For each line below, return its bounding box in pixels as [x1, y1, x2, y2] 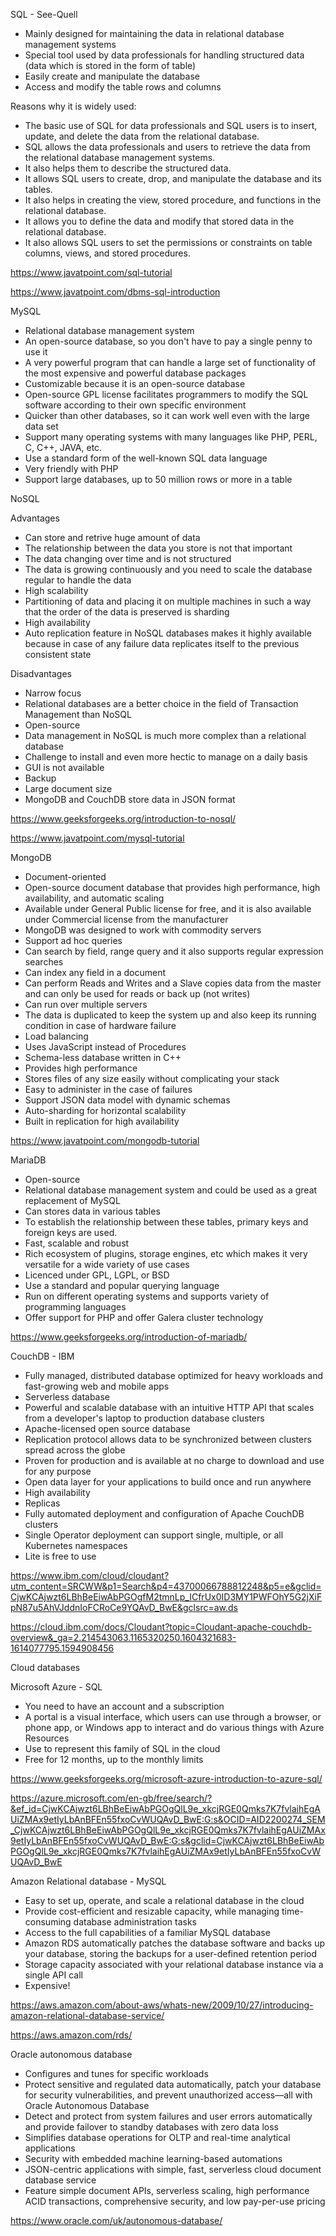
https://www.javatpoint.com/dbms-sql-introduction [10, 286, 221, 298]
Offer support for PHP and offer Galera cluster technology [24, 1312, 264, 1323]
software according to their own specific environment [24, 399, 247, 411]
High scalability [24, 585, 89, 596]
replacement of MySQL [24, 1195, 121, 1206]
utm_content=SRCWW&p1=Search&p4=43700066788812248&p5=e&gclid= [10, 1580, 322, 1592]
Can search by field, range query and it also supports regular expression [24, 945, 324, 957]
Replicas [24, 1497, 61, 1509]
